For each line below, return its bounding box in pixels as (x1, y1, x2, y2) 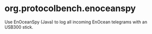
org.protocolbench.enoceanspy (4, 3, 136, 14)
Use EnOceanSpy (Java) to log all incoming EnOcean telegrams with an (4, 19, 148, 25)
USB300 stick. (4, 24, 34, 30)
